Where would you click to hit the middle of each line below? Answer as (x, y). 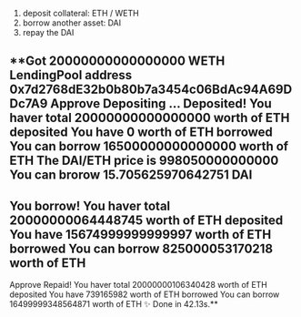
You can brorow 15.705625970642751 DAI (131, 175)
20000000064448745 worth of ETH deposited (146, 220)
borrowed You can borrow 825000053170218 (141, 248)
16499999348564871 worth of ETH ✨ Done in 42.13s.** (114, 304)
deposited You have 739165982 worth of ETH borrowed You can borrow (145, 294)
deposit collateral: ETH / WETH (80, 13)
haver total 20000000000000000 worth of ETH (150, 118)
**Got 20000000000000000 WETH (117, 61)
